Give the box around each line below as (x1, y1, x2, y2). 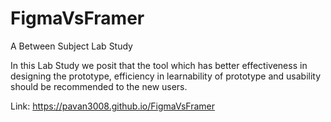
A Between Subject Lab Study (10, 40, 133, 52)
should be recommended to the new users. (10, 80, 188, 92)
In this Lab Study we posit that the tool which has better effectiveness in (10, 59, 308, 71)
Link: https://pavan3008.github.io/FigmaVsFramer (10, 100, 216, 112)
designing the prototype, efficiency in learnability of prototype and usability (10, 70, 322, 82)
